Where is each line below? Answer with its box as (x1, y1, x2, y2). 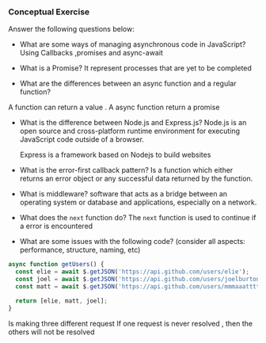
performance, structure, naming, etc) (19, 245, 141, 255)
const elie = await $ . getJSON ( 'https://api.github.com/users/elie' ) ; (15, 268, 249, 276)
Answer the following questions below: (8, 25, 135, 34)
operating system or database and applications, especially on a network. (19, 197, 257, 208)
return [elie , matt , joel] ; (15, 296, 108, 305)
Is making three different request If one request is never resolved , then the (8, 318, 253, 328)
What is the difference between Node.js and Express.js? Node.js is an (19, 118, 247, 128)
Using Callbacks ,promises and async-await (19, 48, 164, 58)
